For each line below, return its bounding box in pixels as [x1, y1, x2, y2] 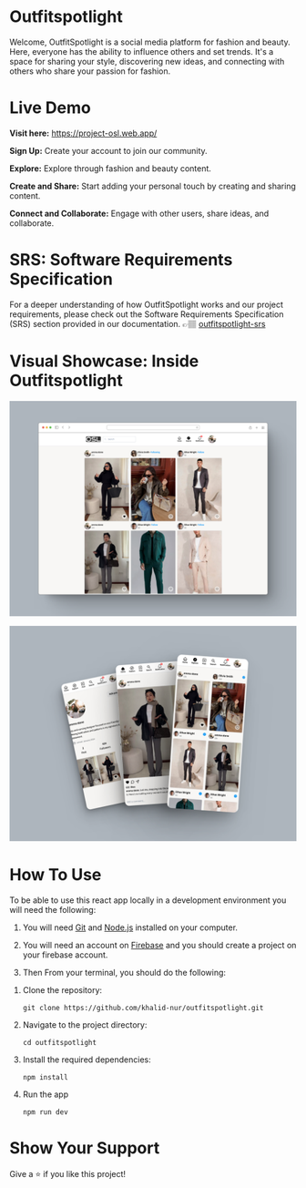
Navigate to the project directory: [22, 1019, 148, 1030]
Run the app [22, 1089, 69, 1100]
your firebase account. [22, 949, 108, 960]
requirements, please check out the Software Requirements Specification [9, 308, 284, 320]
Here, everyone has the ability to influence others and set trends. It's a [9, 46, 274, 56]
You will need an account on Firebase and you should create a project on [22, 939, 297, 950]
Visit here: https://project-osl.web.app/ [9, 128, 158, 138]
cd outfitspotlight [22, 1038, 97, 1047]
